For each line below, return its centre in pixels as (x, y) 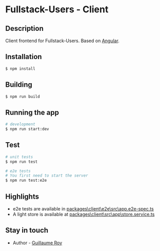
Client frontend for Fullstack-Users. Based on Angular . (62, 41)
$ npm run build (23, 96)
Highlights (22, 196)
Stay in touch (27, 230)
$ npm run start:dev (27, 129)
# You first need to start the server (47, 176)
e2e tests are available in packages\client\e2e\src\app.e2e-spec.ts (83, 208)
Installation (24, 57)
